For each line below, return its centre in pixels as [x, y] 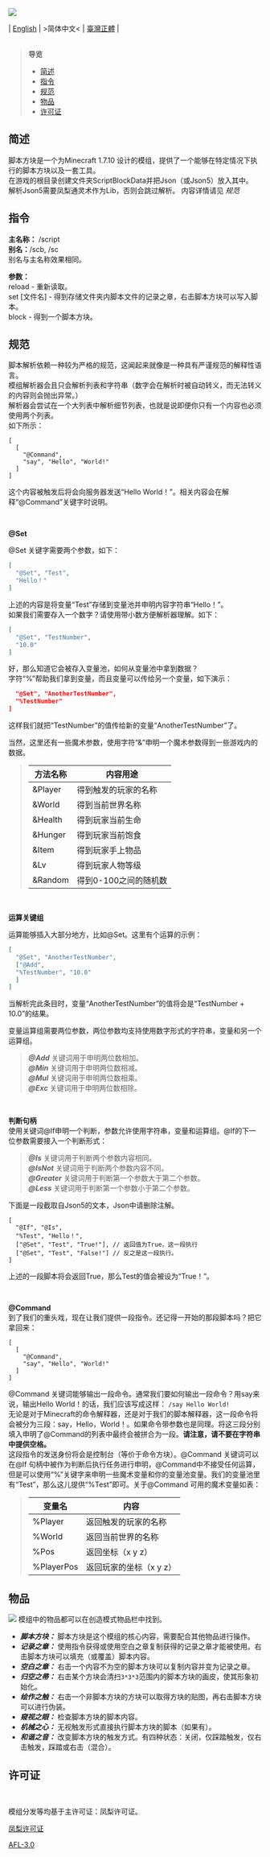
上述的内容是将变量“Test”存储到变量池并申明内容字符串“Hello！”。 [118, 605]
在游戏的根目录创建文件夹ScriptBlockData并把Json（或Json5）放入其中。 [131, 180]
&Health [47, 819]
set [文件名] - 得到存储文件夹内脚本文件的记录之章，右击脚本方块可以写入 [130, 296]
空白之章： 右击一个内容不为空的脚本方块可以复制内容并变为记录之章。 [137, 1667]
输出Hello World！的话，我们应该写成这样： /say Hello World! [126, 1404]
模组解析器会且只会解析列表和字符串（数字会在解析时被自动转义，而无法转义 [135, 386]
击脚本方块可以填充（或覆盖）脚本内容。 [87, 1657]
